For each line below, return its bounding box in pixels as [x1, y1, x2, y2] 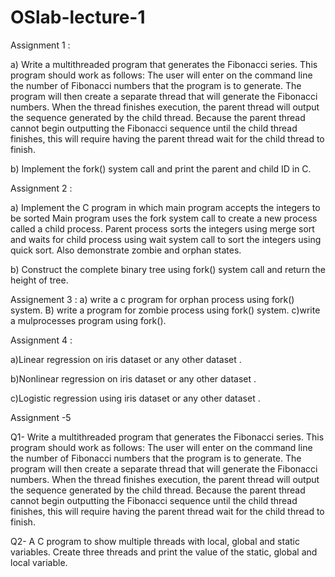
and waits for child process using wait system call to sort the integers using [10, 233, 322, 245]
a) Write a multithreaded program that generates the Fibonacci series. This [10, 58, 318, 70]
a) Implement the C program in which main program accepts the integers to [10, 201, 321, 213]
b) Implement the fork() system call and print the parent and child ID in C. [10, 162, 312, 175]
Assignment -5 [10, 411, 72, 423]
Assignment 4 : [10, 334, 73, 346]
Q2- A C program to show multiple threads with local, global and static [10, 535, 300, 547]
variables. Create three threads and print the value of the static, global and [10, 546, 318, 558]
